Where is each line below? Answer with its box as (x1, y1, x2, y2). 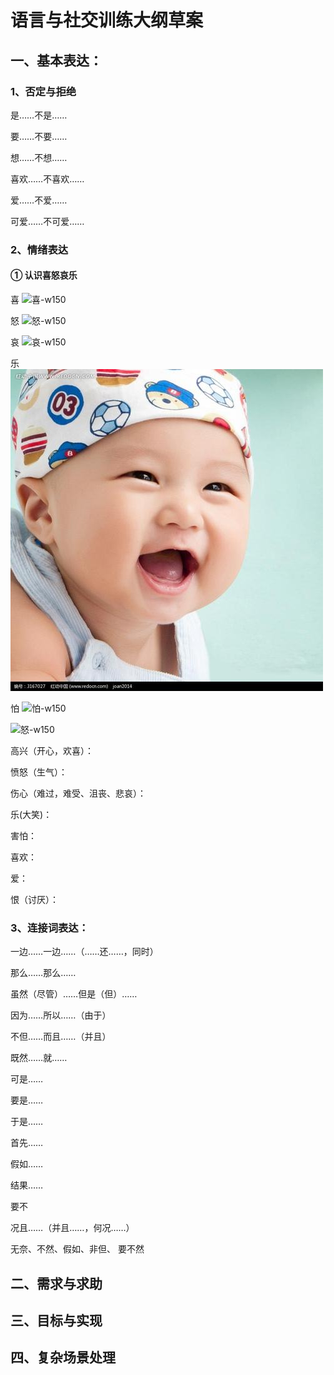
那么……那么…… (10, 967, 77, 979)
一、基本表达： (10, 52, 103, 69)
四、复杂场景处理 (10, 1349, 116, 1366)
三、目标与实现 (10, 1312, 103, 1330)
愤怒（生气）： (10, 766, 68, 778)
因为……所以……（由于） (10, 1009, 112, 1021)
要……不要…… (10, 130, 68, 142)
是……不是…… (10, 109, 68, 121)
